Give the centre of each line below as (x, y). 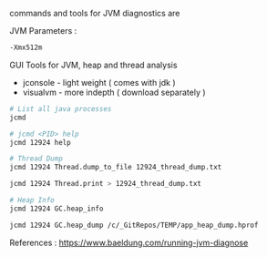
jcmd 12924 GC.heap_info (56, 209)
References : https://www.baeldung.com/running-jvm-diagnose (129, 242)
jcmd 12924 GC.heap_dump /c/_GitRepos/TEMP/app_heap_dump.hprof (134, 225)
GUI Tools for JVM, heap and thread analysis (93, 65)
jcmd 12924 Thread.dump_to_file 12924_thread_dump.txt (116, 168)
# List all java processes (61, 108)
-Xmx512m (26, 47)
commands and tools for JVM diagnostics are (95, 13)
